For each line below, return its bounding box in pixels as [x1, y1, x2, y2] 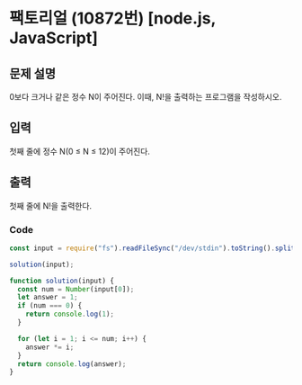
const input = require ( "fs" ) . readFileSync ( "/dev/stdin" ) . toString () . [9, 244, 276, 253]
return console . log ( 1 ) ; [25, 309, 115, 319]
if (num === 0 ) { [17, 301, 83, 310]
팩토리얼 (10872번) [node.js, [9, 8, 216, 29]
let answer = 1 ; [17, 293, 78, 302]
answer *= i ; [25, 343, 75, 352]
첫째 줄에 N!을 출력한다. [9, 200, 93, 211]
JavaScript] [9, 28, 99, 49]
